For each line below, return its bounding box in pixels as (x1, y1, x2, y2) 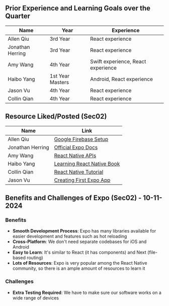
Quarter (5, 12, 31, 21)
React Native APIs (54, 152, 97, 159)
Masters (49, 79, 69, 86)
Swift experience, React (90, 58, 146, 65)
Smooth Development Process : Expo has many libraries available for (12, 228, 156, 234)
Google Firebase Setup (54, 135, 109, 142)
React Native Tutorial (54, 168, 104, 175)
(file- (147, 249, 157, 256)
